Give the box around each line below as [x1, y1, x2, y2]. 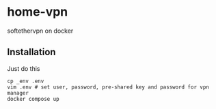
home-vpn [7, 4, 68, 20]
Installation [7, 46, 56, 58]
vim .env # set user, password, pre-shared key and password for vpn [7, 83, 210, 91]
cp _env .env [7, 78, 44, 84]
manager [7, 89, 29, 96]
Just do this [7, 64, 40, 72]
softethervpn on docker [7, 27, 74, 35]
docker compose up [7, 95, 59, 102]
